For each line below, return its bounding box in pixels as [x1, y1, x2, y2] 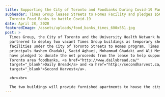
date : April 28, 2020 [5, 21, 50, 26]
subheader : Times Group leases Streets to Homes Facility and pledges [5, 12, 153, 17]
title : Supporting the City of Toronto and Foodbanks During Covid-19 [5, 7, 153, 12]
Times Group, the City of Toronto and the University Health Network [9, 35, 155, 40]
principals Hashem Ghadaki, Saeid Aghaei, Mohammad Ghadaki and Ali [9, 48, 153, 53]
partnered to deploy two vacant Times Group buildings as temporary [9, 39, 153, 44]
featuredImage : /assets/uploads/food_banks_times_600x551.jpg [5, 26, 135, 31]
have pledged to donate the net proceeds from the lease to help [9, 53, 146, 58]
